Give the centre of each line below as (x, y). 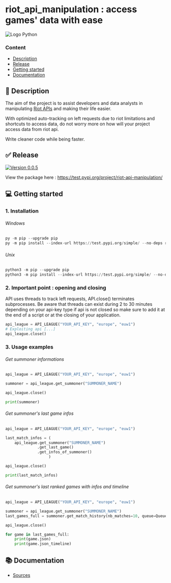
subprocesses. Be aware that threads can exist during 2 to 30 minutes (79, 304)
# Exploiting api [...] (31, 329)
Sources (21, 575)
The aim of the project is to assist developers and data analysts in (74, 103)
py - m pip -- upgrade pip (32, 238)
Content (16, 47)
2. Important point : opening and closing (56, 288)
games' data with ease (54, 20)
